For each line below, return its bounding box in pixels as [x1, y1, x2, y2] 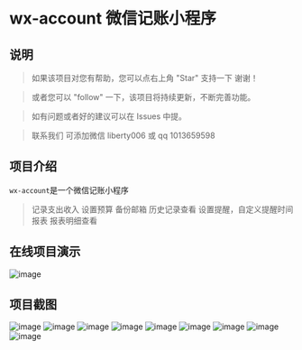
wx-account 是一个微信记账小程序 [9, 184, 129, 195]
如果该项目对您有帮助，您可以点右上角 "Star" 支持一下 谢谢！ [31, 73, 259, 83]
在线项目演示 [9, 244, 81, 260]
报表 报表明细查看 [31, 215, 97, 226]
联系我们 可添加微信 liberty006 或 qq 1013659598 [31, 130, 215, 141]
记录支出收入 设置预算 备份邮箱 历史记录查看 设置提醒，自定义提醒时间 [31, 204, 294, 215]
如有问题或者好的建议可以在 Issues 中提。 [31, 111, 188, 122]
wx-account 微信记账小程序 [9, 8, 216, 29]
